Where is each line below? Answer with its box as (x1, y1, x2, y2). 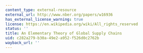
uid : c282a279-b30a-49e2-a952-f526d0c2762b (5, 36, 100, 41)
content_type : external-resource (5, 7, 77, 13)
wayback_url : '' (5, 40, 40, 45)
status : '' (5, 26, 29, 31)
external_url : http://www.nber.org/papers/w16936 (5, 12, 113, 17)
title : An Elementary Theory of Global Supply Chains (5, 31, 123, 36)
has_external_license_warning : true (5, 17, 83, 22)
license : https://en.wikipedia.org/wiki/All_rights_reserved (5, 21, 138, 27)
